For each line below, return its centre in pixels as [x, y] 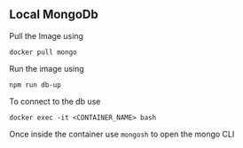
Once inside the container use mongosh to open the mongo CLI [122, 134]
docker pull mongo [43, 52]
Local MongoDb [54, 15]
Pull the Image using [47, 35]
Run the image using [47, 68]
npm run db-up [35, 85]
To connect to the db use [55, 101]
